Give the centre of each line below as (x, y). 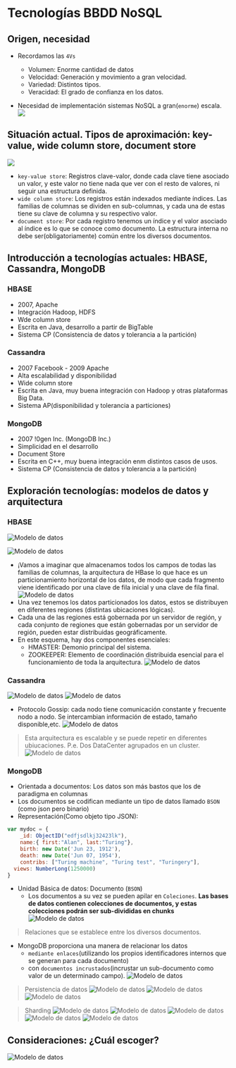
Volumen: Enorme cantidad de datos (81, 69)
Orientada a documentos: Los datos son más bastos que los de (109, 786)
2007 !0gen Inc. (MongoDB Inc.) (64, 439)
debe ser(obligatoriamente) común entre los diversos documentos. (114, 236)
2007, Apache (38, 304)
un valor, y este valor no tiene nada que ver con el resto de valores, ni (118, 183)
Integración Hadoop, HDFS (57, 312)
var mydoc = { (28, 829)
